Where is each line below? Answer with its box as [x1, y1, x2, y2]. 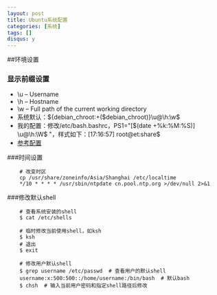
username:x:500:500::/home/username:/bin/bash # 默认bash [19, 275, 190, 282]
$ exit [19, 247, 38, 254]
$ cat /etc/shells [19, 215, 72, 221]
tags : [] [7, 29, 32, 36]
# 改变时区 [19, 168, 47, 175]
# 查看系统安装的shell [19, 208, 77, 215]
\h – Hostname [16, 98, 59, 106]
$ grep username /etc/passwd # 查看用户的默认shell [19, 267, 166, 275]
